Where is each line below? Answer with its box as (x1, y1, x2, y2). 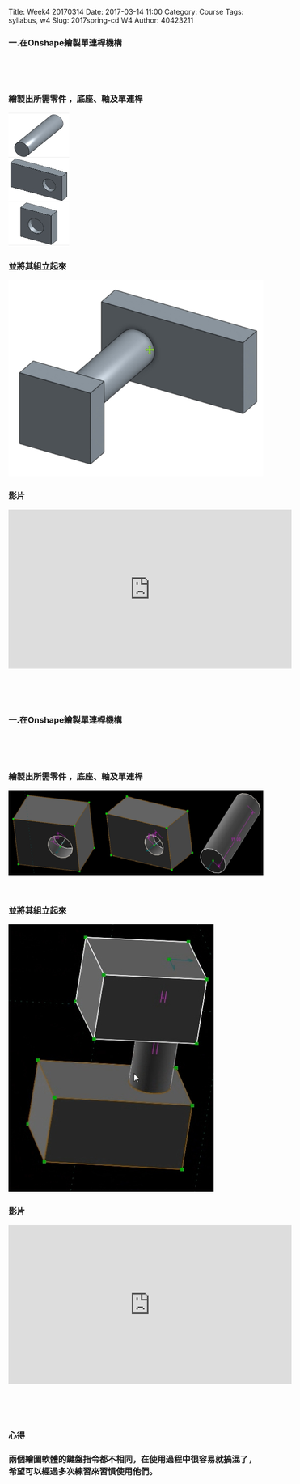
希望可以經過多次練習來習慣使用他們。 (8, 1466, 158, 1478)
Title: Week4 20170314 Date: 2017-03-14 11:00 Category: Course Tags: (8, 7, 244, 16)
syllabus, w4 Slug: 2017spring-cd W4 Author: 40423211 (8, 15, 194, 25)
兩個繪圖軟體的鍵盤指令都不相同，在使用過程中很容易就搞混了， (8, 1454, 257, 1465)
